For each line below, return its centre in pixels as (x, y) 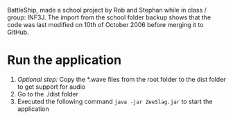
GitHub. (18, 32)
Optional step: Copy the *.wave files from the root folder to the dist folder (121, 79)
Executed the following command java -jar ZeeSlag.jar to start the (115, 101)
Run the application (64, 60)
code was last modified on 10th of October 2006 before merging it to (105, 25)
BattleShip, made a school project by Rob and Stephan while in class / (107, 10)
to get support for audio (51, 87)
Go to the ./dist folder (48, 94)
